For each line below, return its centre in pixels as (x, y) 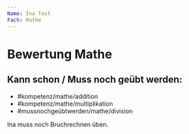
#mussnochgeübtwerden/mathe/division (75, 111)
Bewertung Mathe (60, 54)
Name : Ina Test (29, 13)
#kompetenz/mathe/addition (58, 96)
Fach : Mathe (24, 20)
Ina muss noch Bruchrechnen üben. (58, 124)
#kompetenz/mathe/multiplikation (65, 104)
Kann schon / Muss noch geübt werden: (95, 80)
